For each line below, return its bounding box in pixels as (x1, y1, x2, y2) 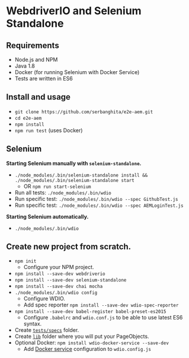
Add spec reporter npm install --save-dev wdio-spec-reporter (23, 301, 179, 309)
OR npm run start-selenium (23, 183, 91, 190)
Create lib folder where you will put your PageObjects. (14, 333, 149, 340)
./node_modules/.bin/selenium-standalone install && (14, 172, 148, 178)
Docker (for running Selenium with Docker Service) (14, 69, 140, 75)
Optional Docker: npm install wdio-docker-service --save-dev (14, 339, 169, 346)
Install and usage (6, 92, 71, 102)
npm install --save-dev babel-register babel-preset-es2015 (14, 309, 166, 315)
